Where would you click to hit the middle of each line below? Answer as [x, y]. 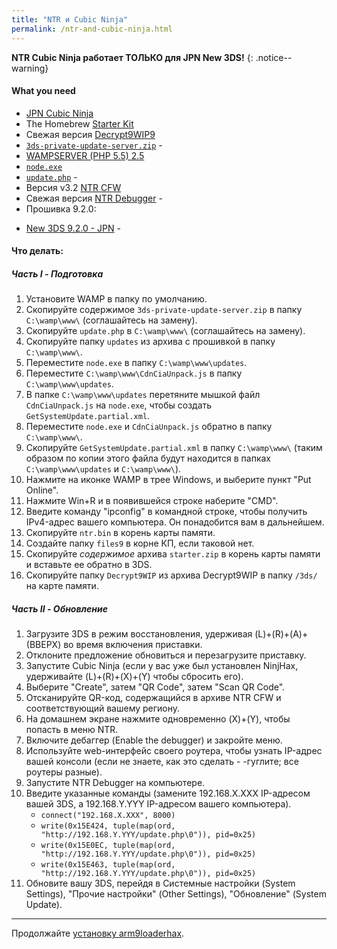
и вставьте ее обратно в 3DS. [89, 565]
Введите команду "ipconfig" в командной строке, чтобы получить [166, 512]
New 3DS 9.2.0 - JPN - [73, 228]
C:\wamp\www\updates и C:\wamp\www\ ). [103, 469]
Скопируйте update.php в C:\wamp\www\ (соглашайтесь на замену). [165, 331]
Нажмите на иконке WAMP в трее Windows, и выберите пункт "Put [168, 480]
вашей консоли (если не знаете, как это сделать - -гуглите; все [162, 762]
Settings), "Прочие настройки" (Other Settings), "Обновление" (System [176, 894]
